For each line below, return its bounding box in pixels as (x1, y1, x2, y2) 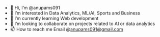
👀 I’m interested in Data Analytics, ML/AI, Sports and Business (10, 10, 140, 16)
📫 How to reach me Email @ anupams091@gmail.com (10, 26, 123, 32)
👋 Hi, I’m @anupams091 (10, 5, 60, 10)
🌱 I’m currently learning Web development (10, 15, 99, 21)
